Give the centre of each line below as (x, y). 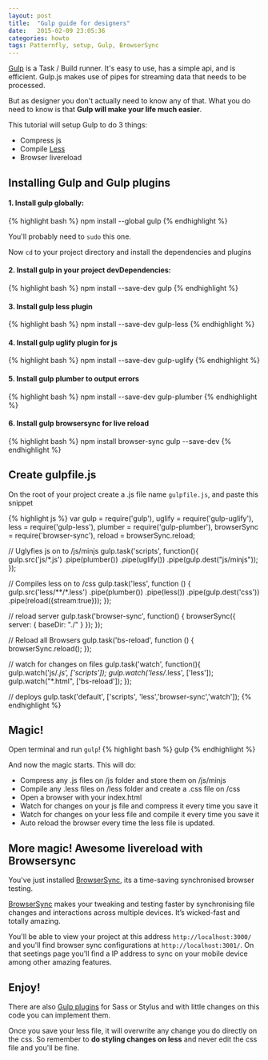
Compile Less (42, 149)
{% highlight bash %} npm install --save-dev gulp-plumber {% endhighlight (133, 397)
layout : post (30, 16)
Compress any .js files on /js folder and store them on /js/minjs (123, 780)
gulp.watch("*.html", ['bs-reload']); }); (70, 681)
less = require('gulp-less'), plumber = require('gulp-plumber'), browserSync (133, 526)
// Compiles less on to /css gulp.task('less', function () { (100, 583)
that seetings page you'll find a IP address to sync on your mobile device (128, 953)
